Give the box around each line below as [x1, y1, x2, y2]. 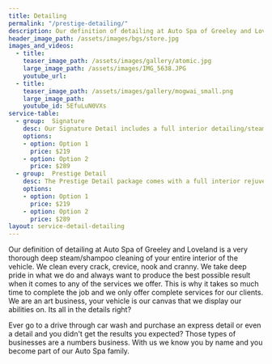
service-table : [8, 110, 60, 118]
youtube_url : [23, 72, 67, 80]
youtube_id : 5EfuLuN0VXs [23, 102, 107, 110]
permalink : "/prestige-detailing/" [8, 19, 129, 28]
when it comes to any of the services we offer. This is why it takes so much [8, 279, 259, 289]
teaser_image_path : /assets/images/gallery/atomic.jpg [23, 57, 212, 66]
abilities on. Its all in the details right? [8, 305, 132, 315]
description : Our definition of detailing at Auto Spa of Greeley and [8, 27, 252, 35]
